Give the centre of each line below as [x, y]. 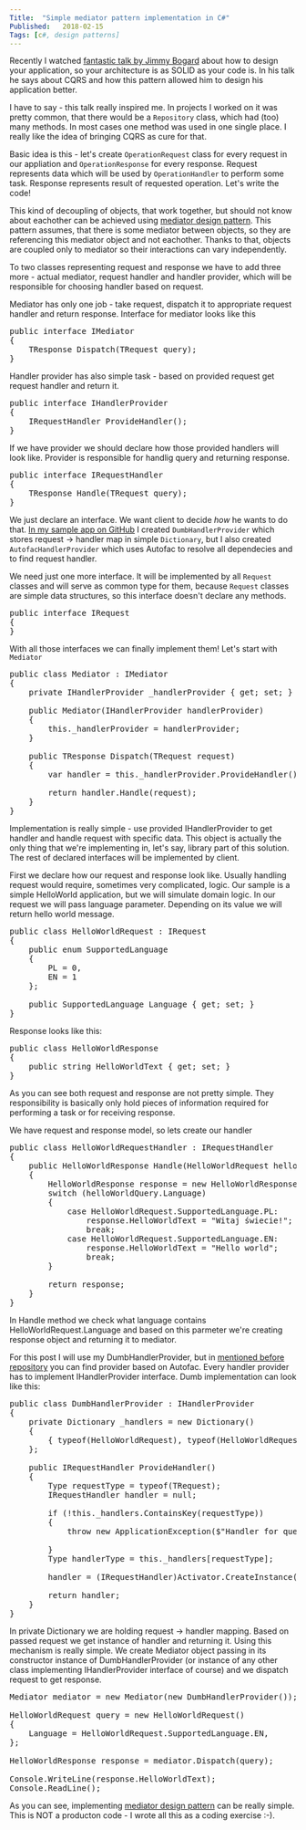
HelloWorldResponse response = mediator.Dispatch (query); [142, 1761]
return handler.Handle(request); [122, 793]
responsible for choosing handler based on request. [107, 287]
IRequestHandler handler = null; [122, 1495]
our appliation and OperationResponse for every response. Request [133, 164]
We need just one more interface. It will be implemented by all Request [141, 577]
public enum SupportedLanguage [98, 950]
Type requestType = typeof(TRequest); [134, 1486]
